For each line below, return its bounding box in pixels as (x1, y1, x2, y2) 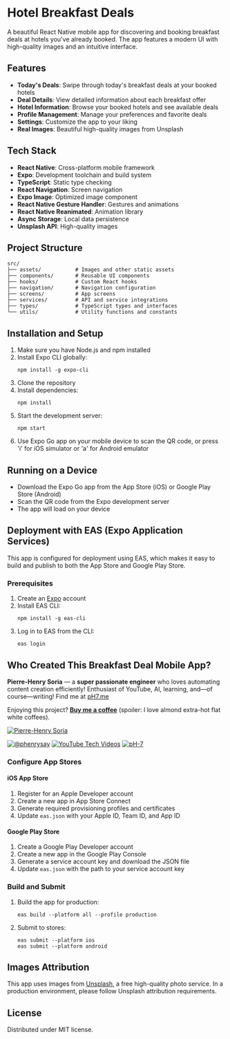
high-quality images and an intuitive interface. (7, 42, 138, 50)
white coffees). (7, 713, 50, 721)
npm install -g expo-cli (17, 366, 89, 374)
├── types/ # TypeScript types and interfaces (7, 303, 178, 310)
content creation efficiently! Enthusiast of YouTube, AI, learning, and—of (7, 684, 213, 693)
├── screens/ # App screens (7, 290, 116, 298)
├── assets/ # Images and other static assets (7, 266, 175, 274)
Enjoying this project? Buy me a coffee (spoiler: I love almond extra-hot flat (7, 705, 221, 713)
